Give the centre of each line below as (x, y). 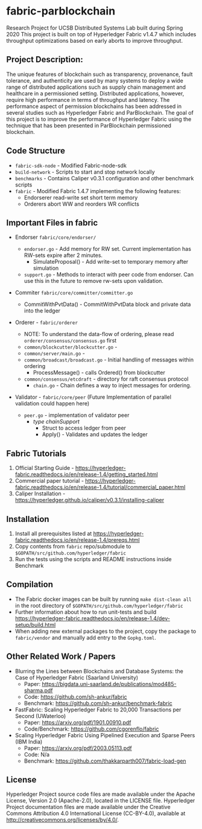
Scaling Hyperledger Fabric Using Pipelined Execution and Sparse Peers (105, 735)
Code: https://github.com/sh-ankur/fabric (76, 697)
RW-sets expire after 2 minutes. (63, 255)
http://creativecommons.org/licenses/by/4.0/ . (63, 820)
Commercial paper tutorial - (49, 481)
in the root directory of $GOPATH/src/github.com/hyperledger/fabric (99, 605)
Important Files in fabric (52, 222)
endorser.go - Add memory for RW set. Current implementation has (108, 249)
